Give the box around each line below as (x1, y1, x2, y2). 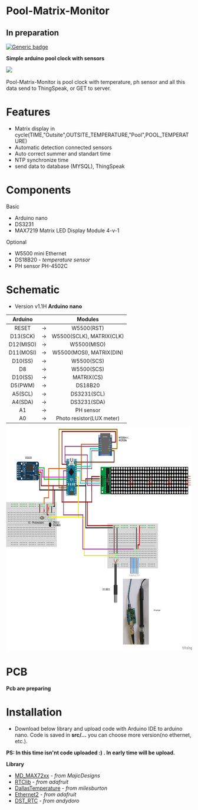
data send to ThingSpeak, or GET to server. (6, 85, 111, 92)
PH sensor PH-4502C (14, 262, 68, 270)
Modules (77, 316, 99, 323)
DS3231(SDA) (70, 398, 105, 406)
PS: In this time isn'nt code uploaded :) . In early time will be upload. (6, 749, 176, 756)
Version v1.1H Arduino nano (14, 303, 82, 310)
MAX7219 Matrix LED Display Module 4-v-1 (14, 226, 120, 234)
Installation (6, 705, 62, 719)
